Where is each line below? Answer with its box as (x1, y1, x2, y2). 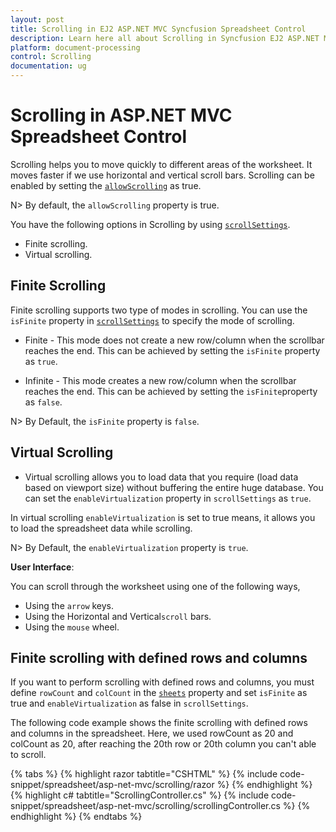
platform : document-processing (10, 42, 141, 53)
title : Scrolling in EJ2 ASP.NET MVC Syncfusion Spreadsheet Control (10, 24, 307, 34)
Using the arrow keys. (24, 599, 115, 611)
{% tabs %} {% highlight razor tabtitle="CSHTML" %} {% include (10, 768, 278, 780)
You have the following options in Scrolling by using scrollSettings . (10, 218, 291, 230)
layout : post (10, 14, 65, 25)
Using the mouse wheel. (24, 621, 120, 633)
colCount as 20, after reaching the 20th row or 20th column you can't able (10, 738, 317, 750)
